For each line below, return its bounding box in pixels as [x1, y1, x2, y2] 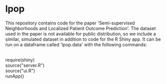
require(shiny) [5, 57, 35, 63]
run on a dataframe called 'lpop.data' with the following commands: [5, 41, 147, 47]
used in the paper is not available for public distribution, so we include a [5, 31, 156, 37]
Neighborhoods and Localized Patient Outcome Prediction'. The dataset [5, 25, 156, 31]
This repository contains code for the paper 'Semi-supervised [5, 20, 135, 26]
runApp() [5, 73, 24, 79]
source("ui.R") [5, 67, 36, 74]
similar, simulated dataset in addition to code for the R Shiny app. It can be [5, 36, 161, 42]
